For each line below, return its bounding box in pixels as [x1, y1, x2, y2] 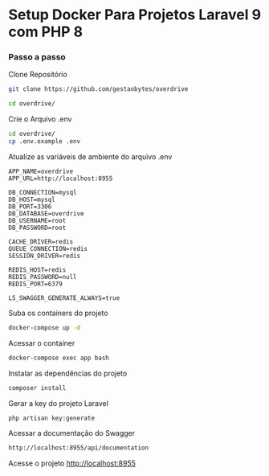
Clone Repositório [8, 70, 68, 80]
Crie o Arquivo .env [8, 114, 72, 124]
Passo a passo [8, 51, 66, 63]
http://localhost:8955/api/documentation [8, 444, 149, 452]
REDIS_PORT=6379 [8, 280, 63, 288]
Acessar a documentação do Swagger [8, 429, 136, 438]
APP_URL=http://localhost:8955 [8, 174, 113, 183]
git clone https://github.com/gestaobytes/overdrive [8, 85, 189, 93]
